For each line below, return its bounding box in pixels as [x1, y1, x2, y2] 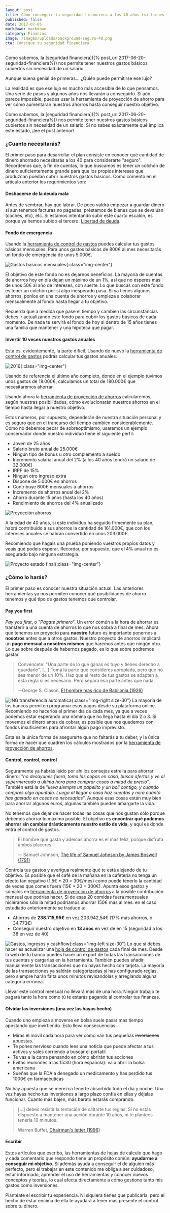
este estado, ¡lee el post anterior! [5, 127, 75, 133]
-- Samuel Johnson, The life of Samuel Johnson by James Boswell [17, 851, 157, 858]
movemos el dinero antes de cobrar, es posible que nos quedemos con [5, 719, 154, 725]
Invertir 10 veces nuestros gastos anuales [5, 337, 95, 343]
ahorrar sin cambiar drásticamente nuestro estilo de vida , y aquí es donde [5, 821, 164, 828]
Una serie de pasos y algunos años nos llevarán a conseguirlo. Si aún [5, 90, 151, 97]
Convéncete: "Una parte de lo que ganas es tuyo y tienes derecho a [17, 661, 160, 668]
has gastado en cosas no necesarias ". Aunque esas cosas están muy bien [5, 795, 161, 801]
